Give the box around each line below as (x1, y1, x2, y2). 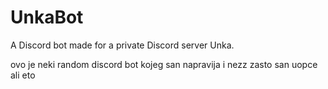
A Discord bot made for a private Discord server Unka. (10, 39, 235, 51)
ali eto (10, 69, 36, 81)
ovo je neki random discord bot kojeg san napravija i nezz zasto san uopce (10, 58, 318, 70)
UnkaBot (10, 6, 84, 29)
